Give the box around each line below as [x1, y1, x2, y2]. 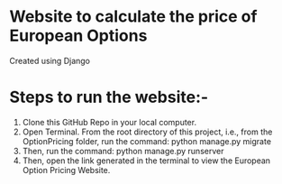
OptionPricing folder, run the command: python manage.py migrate [22, 135, 272, 146]
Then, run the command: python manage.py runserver [22, 145, 224, 156]
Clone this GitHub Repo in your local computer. [22, 116, 196, 127]
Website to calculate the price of [9, 6, 258, 27]
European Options [9, 25, 148, 46]
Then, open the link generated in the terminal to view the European [22, 155, 271, 166]
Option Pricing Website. [22, 164, 111, 175]
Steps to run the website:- [9, 87, 209, 107]
